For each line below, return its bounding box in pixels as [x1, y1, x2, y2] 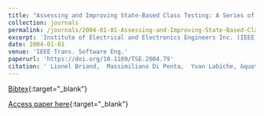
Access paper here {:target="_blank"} [8, 99, 129, 108]
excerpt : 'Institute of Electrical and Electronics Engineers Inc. [8, 33, 234, 42]
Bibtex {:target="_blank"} [8, 84, 88, 93]
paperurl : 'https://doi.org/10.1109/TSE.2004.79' [8, 56, 174, 63]
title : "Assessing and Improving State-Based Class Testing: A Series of [8, 11, 255, 20]
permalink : [8, 26, 44, 34]
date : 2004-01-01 [8, 41, 65, 49]
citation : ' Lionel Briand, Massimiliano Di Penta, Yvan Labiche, [8, 63, 237, 71]
